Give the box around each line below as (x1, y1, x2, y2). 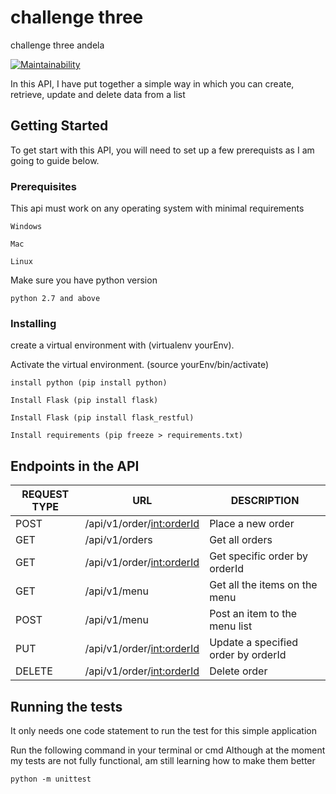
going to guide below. (10, 154, 100, 166)
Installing (10, 316, 57, 330)
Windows (10, 222, 43, 232)
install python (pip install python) (10, 378, 168, 388)
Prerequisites (10, 179, 77, 193)
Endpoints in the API (10, 457, 140, 475)
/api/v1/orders (84, 533, 153, 547)
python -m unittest (10, 774, 92, 784)
